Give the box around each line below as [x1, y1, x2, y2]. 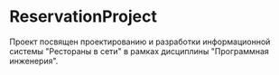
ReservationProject [9, 6, 158, 27]
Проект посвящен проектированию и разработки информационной [9, 36, 271, 47]
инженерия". [9, 55, 59, 66]
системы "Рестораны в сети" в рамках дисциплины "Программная [9, 45, 269, 56]
